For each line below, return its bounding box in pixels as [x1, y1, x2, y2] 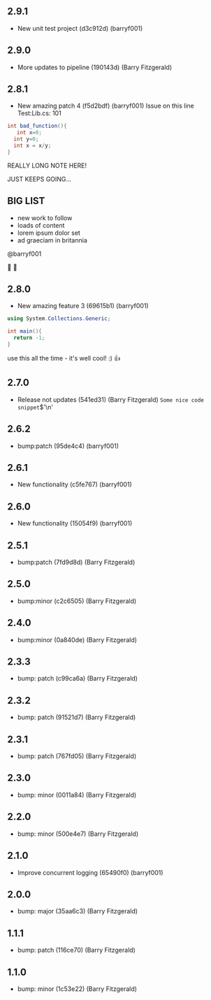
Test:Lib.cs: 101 [17, 109, 61, 117]
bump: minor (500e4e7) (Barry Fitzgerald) [17, 829, 139, 838]
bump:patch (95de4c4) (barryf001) [17, 442, 119, 450]
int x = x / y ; [13, 143, 52, 150]
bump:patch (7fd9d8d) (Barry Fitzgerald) [17, 558, 136, 566]
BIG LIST [7, 195, 45, 207]
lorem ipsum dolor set [17, 229, 80, 237]
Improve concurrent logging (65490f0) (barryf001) [17, 868, 163, 876]
